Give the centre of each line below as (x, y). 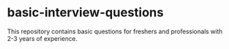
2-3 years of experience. (42, 38)
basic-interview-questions (85, 13)
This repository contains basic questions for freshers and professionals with (115, 31)
